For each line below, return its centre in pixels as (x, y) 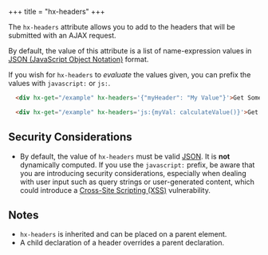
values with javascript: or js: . (59, 83)
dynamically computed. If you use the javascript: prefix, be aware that (137, 165)
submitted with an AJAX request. (63, 35)
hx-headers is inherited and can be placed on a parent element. (123, 234)
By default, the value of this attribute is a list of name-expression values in (130, 51)
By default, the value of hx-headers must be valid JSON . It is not (125, 156)
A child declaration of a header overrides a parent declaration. (122, 243)
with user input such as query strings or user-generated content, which (137, 182)
